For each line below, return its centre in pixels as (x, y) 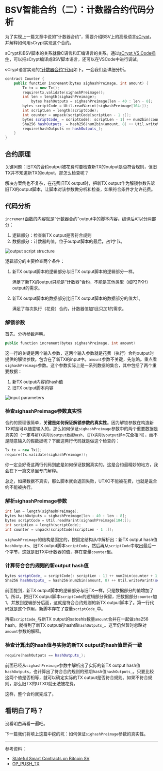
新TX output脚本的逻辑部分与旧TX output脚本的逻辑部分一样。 (74, 271)
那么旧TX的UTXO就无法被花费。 (46, 683)
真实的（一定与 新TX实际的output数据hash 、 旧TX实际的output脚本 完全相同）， (77, 435)
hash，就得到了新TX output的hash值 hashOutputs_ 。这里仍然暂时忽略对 (76, 625)
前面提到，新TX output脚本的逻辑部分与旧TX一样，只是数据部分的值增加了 (79, 590)
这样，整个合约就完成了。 (31, 694)
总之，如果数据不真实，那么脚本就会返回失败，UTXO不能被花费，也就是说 (79, 481)
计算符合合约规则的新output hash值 (47, 565)
